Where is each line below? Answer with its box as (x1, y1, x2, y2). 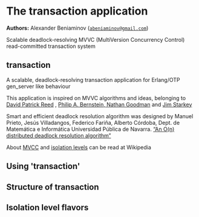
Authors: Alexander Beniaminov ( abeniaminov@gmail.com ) (6, 24, 149, 32)
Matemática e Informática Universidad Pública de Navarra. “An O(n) (6, 125, 175, 133)
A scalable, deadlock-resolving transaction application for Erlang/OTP (6, 76, 180, 83)
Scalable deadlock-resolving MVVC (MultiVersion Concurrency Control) (6, 36, 185, 43)
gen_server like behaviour (6, 82, 71, 90)
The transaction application (6, 4, 148, 18)
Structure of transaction (6, 182, 99, 192)
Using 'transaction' (6, 161, 80, 172)
